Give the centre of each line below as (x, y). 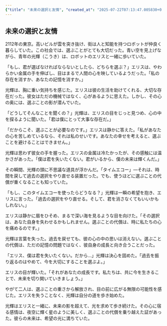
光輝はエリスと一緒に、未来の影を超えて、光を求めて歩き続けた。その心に (81, 306)
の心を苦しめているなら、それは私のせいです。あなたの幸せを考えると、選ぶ (83, 136)
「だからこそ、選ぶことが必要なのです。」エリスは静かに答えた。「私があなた (83, 130)
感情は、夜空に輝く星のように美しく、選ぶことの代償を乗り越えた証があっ (85, 312)
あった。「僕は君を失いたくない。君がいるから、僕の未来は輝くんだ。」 (90, 159)
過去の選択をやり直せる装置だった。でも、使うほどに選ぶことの (92, 176)
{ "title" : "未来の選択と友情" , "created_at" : (50, 10)
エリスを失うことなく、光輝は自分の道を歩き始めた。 (73, 295)
